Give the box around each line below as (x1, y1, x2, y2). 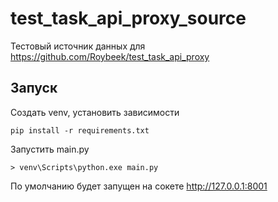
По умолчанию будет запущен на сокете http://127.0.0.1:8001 (10, 180, 268, 192)
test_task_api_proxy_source (10, 7, 247, 30)
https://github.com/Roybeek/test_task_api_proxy (10, 50, 210, 62)
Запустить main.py (10, 143, 90, 155)
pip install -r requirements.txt (10, 125, 150, 136)
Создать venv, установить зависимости (10, 106, 180, 118)
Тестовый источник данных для (10, 40, 146, 52)
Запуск (10, 80, 58, 97)
